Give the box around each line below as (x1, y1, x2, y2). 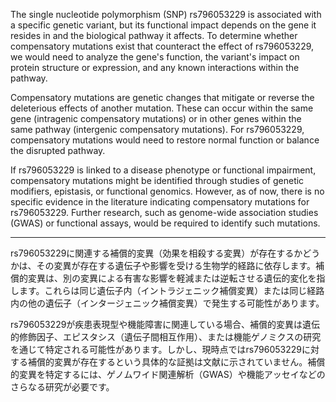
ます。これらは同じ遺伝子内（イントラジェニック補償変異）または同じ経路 (18, 285, 325, 296)
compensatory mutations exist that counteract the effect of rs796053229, (10, 40, 315, 52)
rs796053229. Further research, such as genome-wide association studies (10, 207, 319, 218)
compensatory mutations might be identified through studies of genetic (10, 175, 305, 186)
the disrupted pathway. (10, 145, 106, 156)
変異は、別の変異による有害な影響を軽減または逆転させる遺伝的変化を (27, 272, 317, 284)
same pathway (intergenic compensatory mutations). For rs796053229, (10, 124, 305, 135)
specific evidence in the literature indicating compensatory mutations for (10, 196, 310, 208)
